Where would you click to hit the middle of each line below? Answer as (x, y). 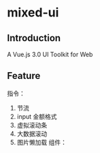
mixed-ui (33, 13)
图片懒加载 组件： (41, 142)
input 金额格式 (37, 116)
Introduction (34, 38)
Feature (24, 76)
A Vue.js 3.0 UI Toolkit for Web (50, 54)
